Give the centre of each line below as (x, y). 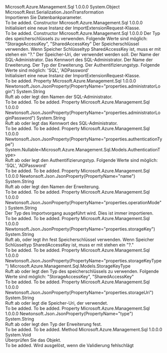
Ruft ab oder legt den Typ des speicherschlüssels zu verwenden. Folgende (82, 271)
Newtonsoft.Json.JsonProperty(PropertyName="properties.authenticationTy (84, 139)
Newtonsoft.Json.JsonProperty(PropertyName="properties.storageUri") (79, 293)
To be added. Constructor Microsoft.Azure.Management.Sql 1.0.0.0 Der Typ (83, 33)
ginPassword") (20, 118)
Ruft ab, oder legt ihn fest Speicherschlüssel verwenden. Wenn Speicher (80, 239)
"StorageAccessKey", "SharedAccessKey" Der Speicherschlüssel (72, 44)
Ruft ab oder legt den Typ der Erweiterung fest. (54, 324)
